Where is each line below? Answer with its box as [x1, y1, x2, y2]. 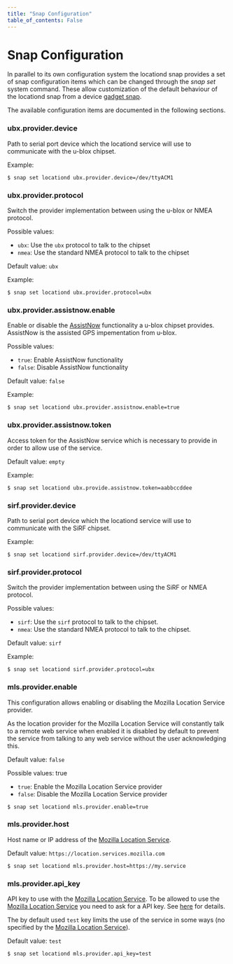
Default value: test [7, 937, 62, 945]
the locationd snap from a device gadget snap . [7, 93, 142, 101]
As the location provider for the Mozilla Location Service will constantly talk [7, 719, 225, 728]
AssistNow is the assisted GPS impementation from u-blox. [7, 329, 177, 337]
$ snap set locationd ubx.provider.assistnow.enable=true [7, 404, 180, 411]
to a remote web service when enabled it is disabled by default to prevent [7, 726, 219, 735]
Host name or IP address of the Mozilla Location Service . [7, 835, 171, 843]
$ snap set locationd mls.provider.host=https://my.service [7, 862, 187, 869]
